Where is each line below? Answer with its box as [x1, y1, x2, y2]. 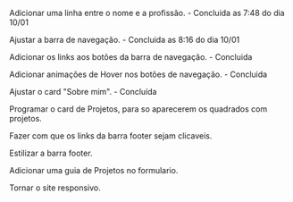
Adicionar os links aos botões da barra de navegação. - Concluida [9, 52, 253, 62]
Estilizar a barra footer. [9, 147, 93, 158]
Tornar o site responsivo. [9, 182, 101, 193]
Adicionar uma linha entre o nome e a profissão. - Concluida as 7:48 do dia [9, 8, 285, 18]
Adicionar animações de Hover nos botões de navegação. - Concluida [9, 69, 268, 80]
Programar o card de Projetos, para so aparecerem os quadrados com [9, 104, 268, 114]
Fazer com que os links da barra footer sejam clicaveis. [9, 130, 213, 141]
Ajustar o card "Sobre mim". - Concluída [9, 87, 157, 97]
